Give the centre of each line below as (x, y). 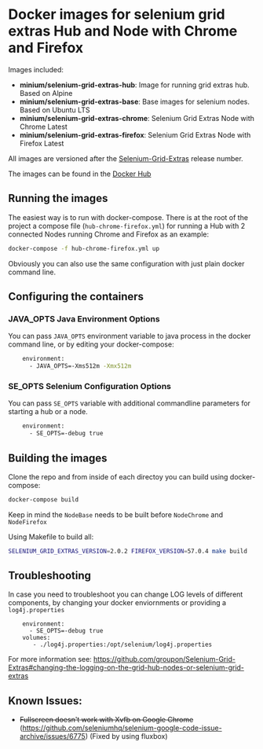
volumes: (37, 638)
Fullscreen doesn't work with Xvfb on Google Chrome (106, 720)
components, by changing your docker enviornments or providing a (117, 603)
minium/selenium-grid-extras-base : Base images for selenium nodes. (134, 101)
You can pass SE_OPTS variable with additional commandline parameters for (130, 403)
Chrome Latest (44, 127)
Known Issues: (45, 701)
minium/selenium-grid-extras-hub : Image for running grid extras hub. (134, 85)
